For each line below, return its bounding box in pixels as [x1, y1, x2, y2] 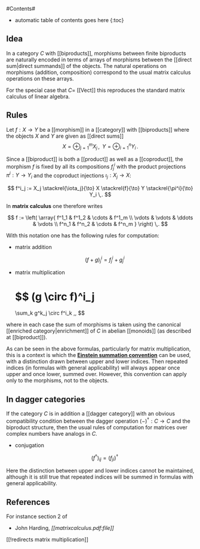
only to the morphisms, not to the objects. [6, 377, 109, 384]
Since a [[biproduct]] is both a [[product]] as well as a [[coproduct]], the [6, 156, 183, 163]
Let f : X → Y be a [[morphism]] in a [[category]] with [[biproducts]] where [6, 126, 190, 133]
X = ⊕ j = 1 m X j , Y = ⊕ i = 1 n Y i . [62, 141, 139, 151]
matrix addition [14, 243, 52, 250]
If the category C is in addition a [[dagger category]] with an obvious [6, 410, 175, 417]
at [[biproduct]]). [6, 334, 48, 341]
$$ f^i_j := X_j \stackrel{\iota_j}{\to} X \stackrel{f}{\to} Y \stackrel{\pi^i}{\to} [7, 184, 193, 191]
